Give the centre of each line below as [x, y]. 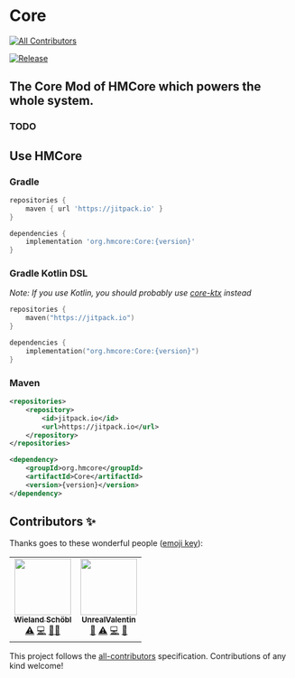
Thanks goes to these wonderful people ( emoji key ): [106, 543]
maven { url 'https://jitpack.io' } [95, 209]
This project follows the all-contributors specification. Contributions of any [148, 656]
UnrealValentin [109, 620]
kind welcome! [37, 666]
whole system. [52, 101]
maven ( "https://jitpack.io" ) [80, 318]
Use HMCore [46, 156]
